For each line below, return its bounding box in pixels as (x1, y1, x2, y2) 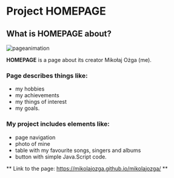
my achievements (15, 92, 59, 99)
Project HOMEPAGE (6, 4, 106, 18)
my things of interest (15, 98, 67, 106)
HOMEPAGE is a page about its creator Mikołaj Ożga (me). (6, 56, 152, 63)
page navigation (15, 134, 56, 141)
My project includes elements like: (6, 120, 110, 128)
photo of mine (15, 140, 50, 147)
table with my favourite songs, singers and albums (15, 146, 141, 154)
